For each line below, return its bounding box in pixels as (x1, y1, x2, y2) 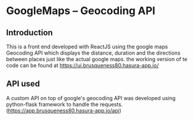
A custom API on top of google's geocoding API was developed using (6, 94, 176, 101)
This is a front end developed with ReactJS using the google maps (6, 43, 168, 50)
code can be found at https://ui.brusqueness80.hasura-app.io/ (6, 62, 159, 69)
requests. (99, 101, 123, 108)
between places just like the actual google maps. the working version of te (6, 56, 188, 62)
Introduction (6, 28, 53, 38)
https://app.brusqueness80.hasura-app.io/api (8, 107, 120, 114)
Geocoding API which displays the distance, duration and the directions (6, 49, 181, 56)
